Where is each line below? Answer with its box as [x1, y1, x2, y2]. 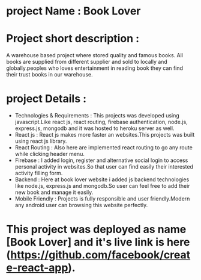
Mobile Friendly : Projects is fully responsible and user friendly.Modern [14, 195, 190, 202]
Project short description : [6, 32, 140, 46]
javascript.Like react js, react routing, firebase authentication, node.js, [14, 119, 188, 126]
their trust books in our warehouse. [6, 71, 93, 78]
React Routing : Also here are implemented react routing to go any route [14, 144, 193, 151]
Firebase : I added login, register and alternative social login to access [14, 157, 188, 164]
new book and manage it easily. [14, 188, 94, 196]
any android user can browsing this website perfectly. [14, 202, 148, 209]
